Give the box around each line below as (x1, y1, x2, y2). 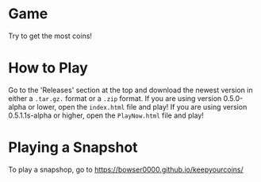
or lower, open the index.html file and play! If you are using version (27, 102, 248, 111)
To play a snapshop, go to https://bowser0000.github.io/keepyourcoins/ (8, 165, 244, 174)
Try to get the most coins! (8, 31, 93, 41)
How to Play (8, 59, 89, 77)
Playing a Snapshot (8, 138, 138, 157)
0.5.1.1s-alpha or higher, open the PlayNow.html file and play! (8, 110, 205, 120)
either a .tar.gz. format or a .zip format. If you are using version (8, 93, 222, 103)
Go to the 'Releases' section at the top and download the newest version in (8, 85, 253, 95)
